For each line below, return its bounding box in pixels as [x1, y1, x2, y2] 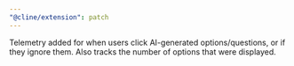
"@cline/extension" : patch [9, 12, 109, 22]
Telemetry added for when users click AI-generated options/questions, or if [9, 37, 286, 48]
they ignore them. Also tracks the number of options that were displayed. [9, 46, 277, 57]
